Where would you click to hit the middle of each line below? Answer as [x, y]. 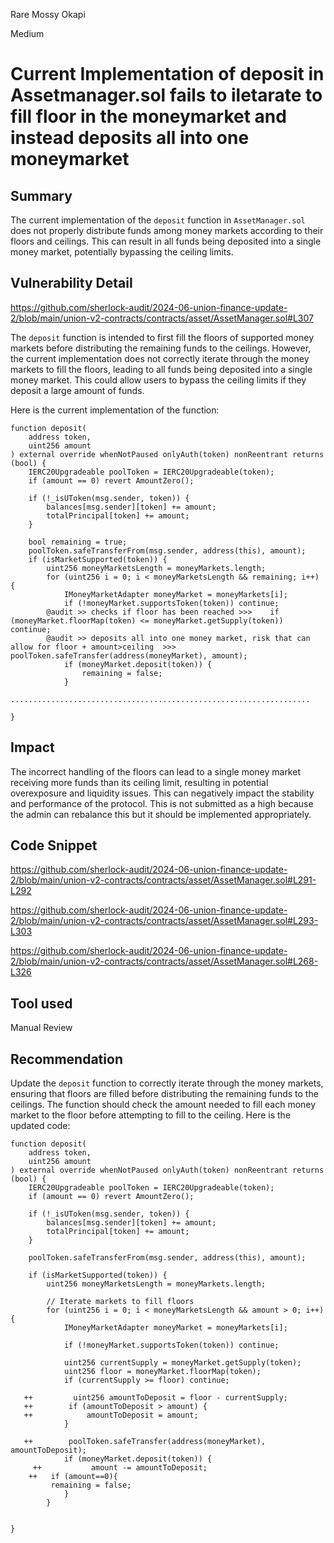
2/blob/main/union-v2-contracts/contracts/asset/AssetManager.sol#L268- [164, 961]
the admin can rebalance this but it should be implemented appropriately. [161, 814]
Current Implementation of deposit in [167, 74]
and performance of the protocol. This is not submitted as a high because [162, 803]
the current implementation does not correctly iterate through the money [160, 358]
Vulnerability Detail [71, 283]
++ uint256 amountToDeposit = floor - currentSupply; [155, 1398]
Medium [27, 33]
